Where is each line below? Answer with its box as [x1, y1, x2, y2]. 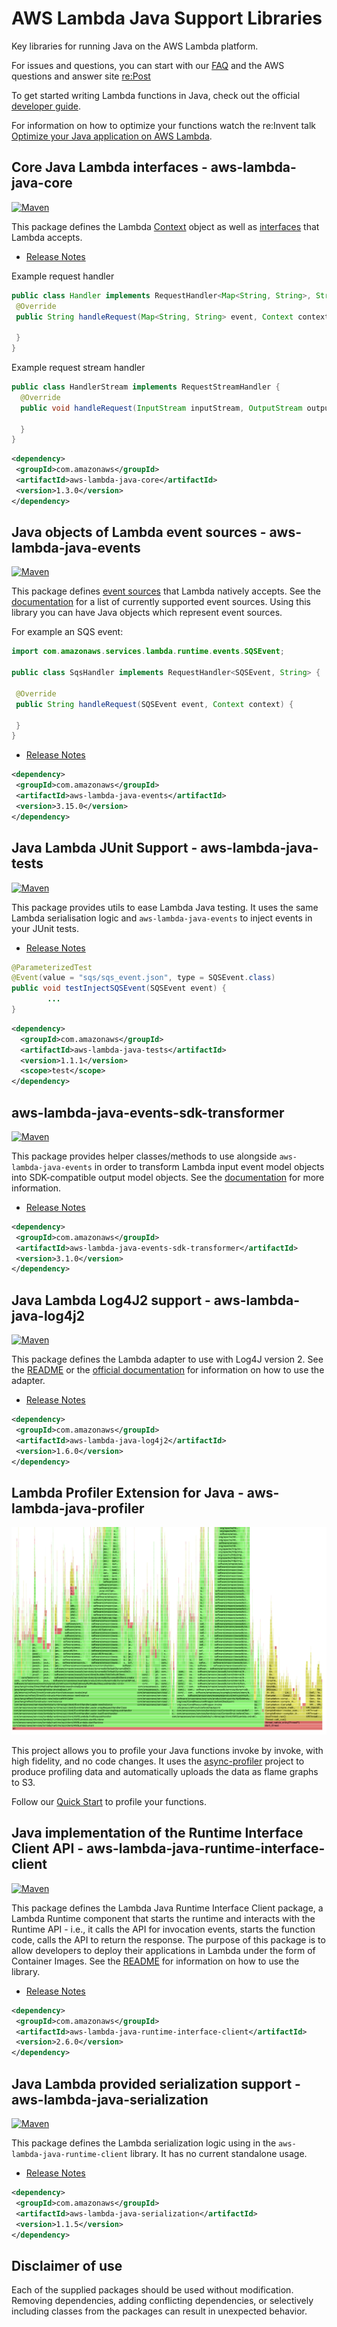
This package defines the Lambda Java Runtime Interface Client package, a [11, 1902, 324, 1914]
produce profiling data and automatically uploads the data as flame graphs [11, 1766, 319, 1778]
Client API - [11, 1840, 84, 1857]
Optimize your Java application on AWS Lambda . [11, 130, 213, 142]
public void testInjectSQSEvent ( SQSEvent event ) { [11, 983, 227, 994]
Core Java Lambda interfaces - [11, 159, 208, 176]
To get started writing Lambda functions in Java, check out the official [11, 89, 301, 101]
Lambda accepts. [11, 231, 83, 243]
